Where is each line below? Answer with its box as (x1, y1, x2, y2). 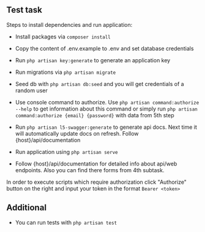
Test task (6, 5, 43, 15)
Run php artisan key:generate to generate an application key (15, 56, 171, 63)
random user (15, 87, 48, 94)
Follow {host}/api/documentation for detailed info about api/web (15, 160, 177, 167)
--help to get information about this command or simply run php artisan (15, 105, 198, 112)
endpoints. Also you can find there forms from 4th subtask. (15, 166, 165, 173)
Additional (6, 203, 47, 213)
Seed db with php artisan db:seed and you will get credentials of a (15, 80, 185, 87)
